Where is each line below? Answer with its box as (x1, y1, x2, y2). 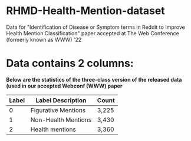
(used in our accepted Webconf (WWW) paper (6, 82, 123, 89)
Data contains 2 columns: (6, 57, 134, 70)
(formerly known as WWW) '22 (6, 36, 82, 43)
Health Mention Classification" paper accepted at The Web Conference (6, 29, 180, 36)
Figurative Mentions (30, 106, 86, 114)
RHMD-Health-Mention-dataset (6, 4, 165, 18)
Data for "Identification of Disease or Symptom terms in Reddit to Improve (6, 23, 186, 31)
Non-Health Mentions (30, 116, 92, 124)
